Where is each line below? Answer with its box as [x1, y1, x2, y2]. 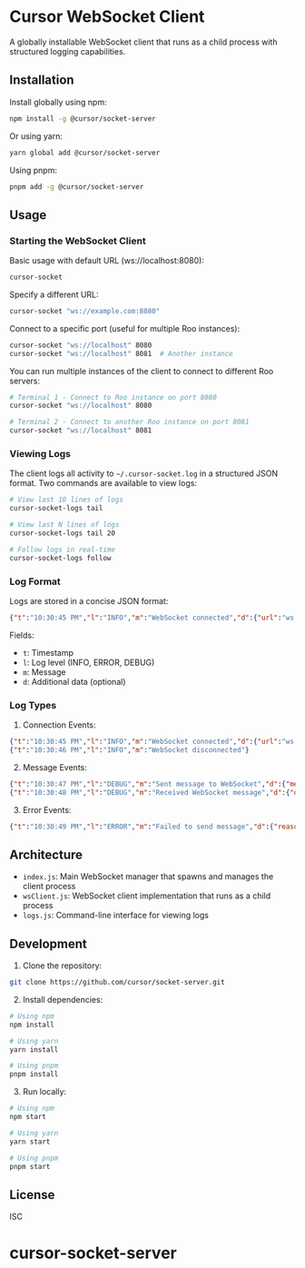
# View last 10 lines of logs [9, 495, 124, 505]
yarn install [9, 1045, 59, 1055]
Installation [9, 73, 74, 88]
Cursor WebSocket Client [9, 6, 205, 27]
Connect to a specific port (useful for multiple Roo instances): [9, 322, 241, 333]
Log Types [9, 698, 57, 711]
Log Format [9, 575, 61, 588]
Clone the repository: [22, 960, 103, 971]
